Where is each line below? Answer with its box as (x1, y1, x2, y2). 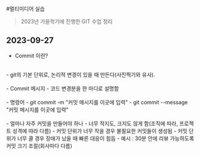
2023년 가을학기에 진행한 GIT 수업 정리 (20, 18, 113, 25)
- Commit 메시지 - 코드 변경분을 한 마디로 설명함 (6, 85, 119, 92)
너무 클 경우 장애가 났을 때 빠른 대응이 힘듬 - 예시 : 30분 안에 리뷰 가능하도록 (17, 135, 195, 142)
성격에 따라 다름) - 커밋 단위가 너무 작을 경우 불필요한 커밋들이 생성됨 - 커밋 (12, 127, 188, 134)
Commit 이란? (14, 52, 48, 59)
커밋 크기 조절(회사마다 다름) (6, 142, 73, 149)
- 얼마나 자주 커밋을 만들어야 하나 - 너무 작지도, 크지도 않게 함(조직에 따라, (6, 120, 178, 127)
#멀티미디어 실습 (6, 5, 45, 12)
